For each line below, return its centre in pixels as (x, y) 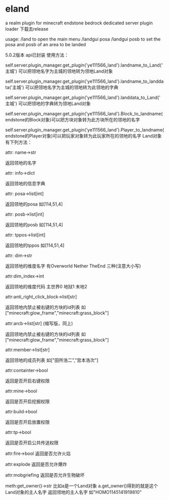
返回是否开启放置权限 (27, 422)
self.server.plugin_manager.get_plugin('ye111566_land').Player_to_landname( (85, 129)
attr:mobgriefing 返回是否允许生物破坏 (45, 475)
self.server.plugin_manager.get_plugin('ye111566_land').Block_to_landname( (84, 113)
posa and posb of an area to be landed (46, 44)
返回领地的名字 (21, 162)
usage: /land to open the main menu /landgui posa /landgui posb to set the (83, 39)
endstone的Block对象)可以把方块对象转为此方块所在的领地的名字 (73, 119)
